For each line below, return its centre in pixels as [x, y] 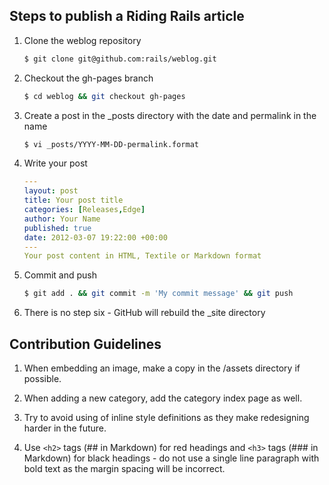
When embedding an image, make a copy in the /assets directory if [162, 368]
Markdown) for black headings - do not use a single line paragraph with [171, 458]
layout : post [51, 191]
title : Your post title [73, 200]
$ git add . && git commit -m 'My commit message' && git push [158, 294]
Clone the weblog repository [82, 40]
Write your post [55, 163]
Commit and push [60, 275]
